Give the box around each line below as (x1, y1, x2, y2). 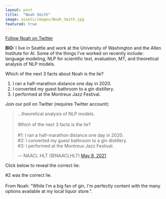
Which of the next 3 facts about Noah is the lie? (5, 71, 104, 77)
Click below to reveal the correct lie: (5, 162, 80, 169)
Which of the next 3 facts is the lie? (17, 121, 91, 127)
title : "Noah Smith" (5, 12, 51, 17)
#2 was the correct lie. (5, 172, 52, 178)
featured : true (5, 21, 37, 27)
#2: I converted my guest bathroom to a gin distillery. (17, 138, 127, 144)
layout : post (5, 7, 33, 13)
